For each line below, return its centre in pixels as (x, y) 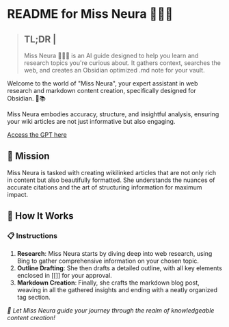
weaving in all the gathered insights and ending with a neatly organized (117, 289)
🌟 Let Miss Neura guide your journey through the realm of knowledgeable (111, 310)
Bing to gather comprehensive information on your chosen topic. (108, 261)
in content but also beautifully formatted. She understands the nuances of (111, 180)
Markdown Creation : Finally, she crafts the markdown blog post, (108, 283)
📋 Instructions (32, 236)
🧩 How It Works (40, 216)
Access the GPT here (37, 135)
